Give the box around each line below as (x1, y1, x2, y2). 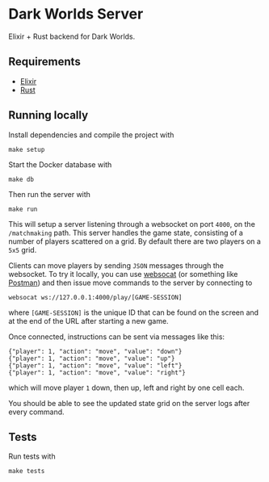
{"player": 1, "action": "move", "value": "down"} (8, 347, 183, 355)
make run (8, 205, 38, 213)
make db (8, 175, 35, 183)
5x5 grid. (8, 245, 37, 254)
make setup (8, 145, 45, 153)
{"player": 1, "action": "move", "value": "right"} (8, 368, 186, 376)
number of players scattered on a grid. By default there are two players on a (8, 236, 261, 246)
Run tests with (8, 451, 56, 461)
